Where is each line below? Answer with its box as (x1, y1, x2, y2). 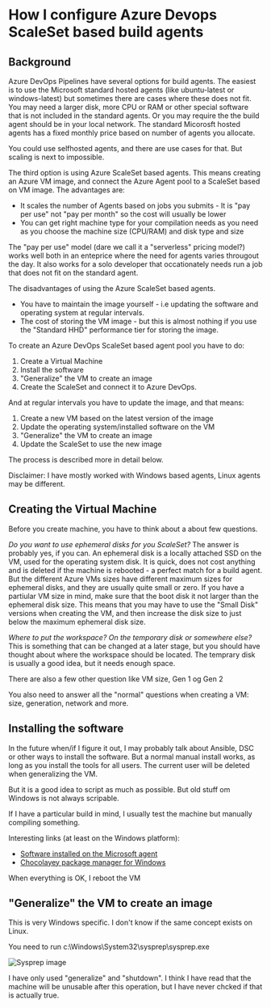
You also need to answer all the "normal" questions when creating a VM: (8, 690, 249, 699)
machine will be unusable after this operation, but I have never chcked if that (8, 982, 263, 992)
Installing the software (8, 722, 124, 736)
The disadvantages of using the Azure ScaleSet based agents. (8, 284, 216, 293)
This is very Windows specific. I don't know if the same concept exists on (8, 917, 252, 927)
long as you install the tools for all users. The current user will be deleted (8, 760, 250, 770)
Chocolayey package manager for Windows (19, 857, 166, 867)
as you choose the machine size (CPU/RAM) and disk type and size (19, 226, 244, 236)
